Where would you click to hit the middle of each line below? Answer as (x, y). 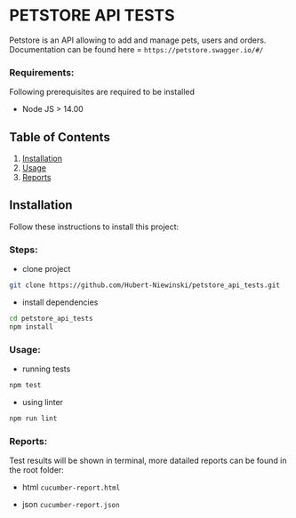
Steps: (24, 250)
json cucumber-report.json (71, 505)
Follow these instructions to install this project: (94, 227)
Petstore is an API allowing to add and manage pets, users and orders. (138, 40)
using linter (43, 402)
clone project (46, 269)
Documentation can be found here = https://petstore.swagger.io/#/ (136, 49)
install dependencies (60, 302)
